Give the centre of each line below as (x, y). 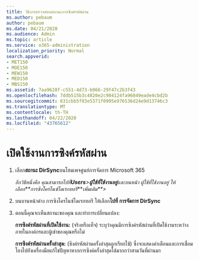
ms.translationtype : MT (36, 107)
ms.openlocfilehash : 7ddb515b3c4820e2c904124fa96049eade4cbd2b (87, 95)
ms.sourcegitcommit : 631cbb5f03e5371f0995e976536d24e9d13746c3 (87, 101)
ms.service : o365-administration (48, 46)
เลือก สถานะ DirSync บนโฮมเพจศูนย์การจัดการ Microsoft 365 (80, 170)
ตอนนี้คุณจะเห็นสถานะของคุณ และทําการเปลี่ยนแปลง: (67, 213)
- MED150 (17, 79)
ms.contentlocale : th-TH (37, 112)
